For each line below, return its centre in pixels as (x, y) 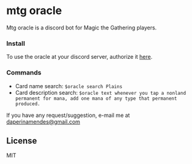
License (22, 140)
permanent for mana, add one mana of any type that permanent (96, 99)
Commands (24, 73)
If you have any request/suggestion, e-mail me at (68, 115)
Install (16, 43)
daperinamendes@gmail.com (43, 121)
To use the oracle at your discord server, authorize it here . (79, 57)
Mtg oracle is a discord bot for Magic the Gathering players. (82, 28)
